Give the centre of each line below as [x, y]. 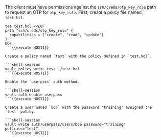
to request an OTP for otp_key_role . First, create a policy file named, [74, 12]
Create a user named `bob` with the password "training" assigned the [79, 107]
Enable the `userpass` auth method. [42, 82]
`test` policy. [21, 112]
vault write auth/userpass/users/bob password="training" [65, 124]
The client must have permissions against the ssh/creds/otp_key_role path [80, 7]
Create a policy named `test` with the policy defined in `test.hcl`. [79, 56]
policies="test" [22, 129]
